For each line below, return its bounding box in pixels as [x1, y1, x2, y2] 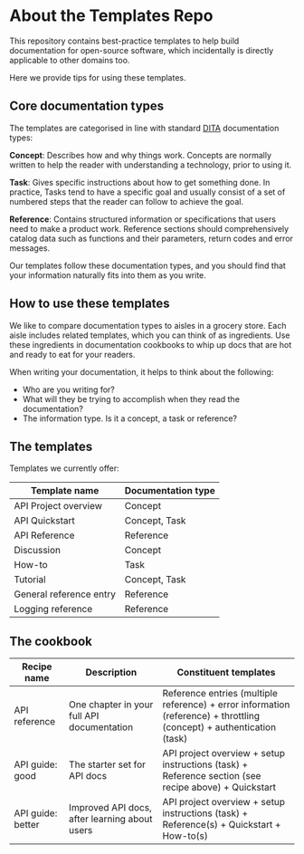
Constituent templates [176, 667, 276, 679]
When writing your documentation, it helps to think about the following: [9, 366, 274, 377]
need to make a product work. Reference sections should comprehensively [9, 223, 290, 234]
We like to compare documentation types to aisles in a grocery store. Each [9, 320, 287, 331]
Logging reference [14, 603, 93, 616]
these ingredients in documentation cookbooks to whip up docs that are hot [9, 339, 292, 350]
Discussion [14, 544, 62, 557]
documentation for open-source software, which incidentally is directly [9, 44, 274, 55]
